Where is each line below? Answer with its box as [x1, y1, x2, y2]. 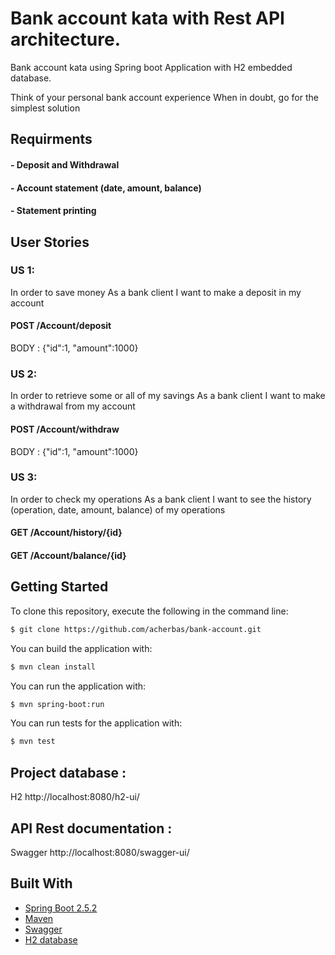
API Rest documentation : [10, 820, 173, 837]
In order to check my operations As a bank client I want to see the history [10, 493, 312, 505]
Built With [10, 875, 73, 892]
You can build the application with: [10, 642, 153, 654]
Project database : [10, 764, 127, 781]
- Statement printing [10, 205, 97, 217]
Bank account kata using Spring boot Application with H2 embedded [10, 61, 293, 73]
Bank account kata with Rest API [10, 7, 285, 30]
